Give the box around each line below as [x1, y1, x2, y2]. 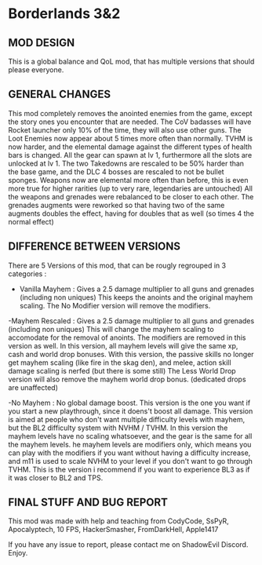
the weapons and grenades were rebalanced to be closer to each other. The [8, 191, 254, 201]
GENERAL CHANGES [8, 88, 111, 101]
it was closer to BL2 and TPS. [8, 472, 104, 483]
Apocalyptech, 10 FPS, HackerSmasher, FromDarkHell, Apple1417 [8, 525, 219, 534]
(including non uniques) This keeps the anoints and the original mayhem [19, 292, 253, 302]
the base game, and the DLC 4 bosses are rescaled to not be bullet [8, 166, 225, 177]
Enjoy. [8, 549, 28, 558]
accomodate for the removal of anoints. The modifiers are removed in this [8, 333, 246, 342]
